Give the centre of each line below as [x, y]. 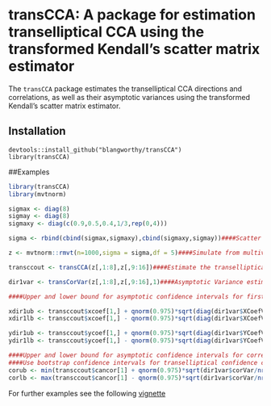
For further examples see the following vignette [87, 393]
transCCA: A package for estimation [132, 15]
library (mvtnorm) [38, 194]
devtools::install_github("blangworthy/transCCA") [95, 150]
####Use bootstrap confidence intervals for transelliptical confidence [133, 362]
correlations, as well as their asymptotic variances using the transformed [129, 97]
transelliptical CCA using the [106, 32]
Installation [37, 131]
